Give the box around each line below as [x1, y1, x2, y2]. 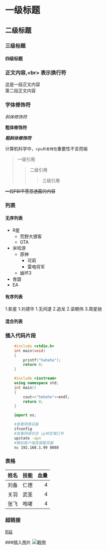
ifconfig [14, 427, 32, 432]
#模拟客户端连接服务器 [14, 440, 54, 445]
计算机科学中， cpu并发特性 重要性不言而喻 [5, 145, 88, 151]
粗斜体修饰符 [5, 135, 31, 141]
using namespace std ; [14, 381, 59, 386]
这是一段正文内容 [5, 81, 40, 87]
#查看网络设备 [14, 422, 39, 427]
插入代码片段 [5, 332, 36, 339]
